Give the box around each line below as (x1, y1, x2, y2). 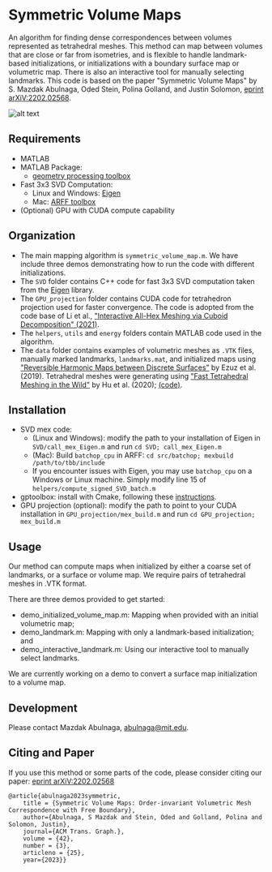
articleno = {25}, (23, 848, 85, 857)
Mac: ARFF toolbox (32, 196, 96, 206)
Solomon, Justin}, (8, 820, 70, 828)
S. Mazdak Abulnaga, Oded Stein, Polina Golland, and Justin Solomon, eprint (8, 84, 265, 94)
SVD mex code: (19, 424, 73, 435)
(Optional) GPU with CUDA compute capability (19, 205, 176, 215)
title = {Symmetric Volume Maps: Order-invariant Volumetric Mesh (23, 799, 252, 807)
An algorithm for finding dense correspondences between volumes (8, 32, 232, 42)
